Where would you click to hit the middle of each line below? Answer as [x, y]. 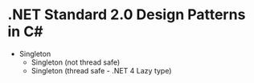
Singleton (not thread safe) [76, 62]
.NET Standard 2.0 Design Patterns [127, 15]
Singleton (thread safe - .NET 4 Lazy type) [101, 70]
